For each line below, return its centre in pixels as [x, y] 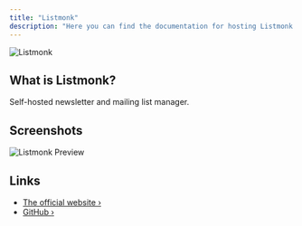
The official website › [62, 202]
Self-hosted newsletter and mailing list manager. [99, 102]
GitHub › [38, 212]
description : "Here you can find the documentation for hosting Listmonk [151, 26]
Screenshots [46, 131]
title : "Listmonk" [44, 18]
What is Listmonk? [63, 80]
